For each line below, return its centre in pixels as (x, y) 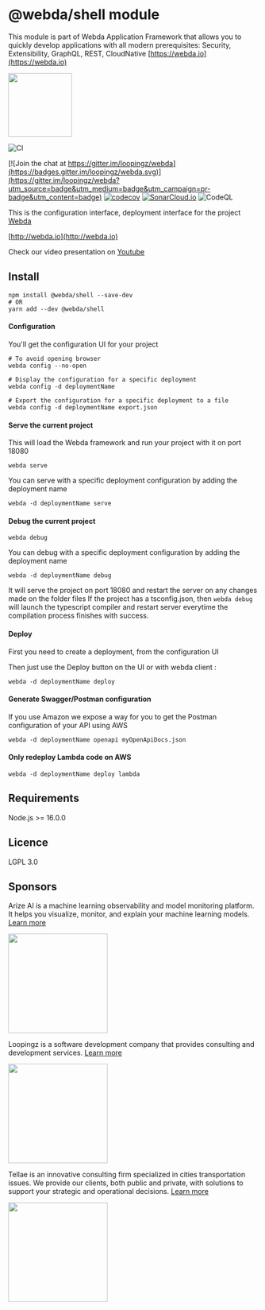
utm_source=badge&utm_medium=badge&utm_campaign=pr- (109, 188)
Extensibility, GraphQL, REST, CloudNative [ (79, 53)
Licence (29, 843)
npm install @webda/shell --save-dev (71, 295)
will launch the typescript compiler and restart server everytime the (118, 607)
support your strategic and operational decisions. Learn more (108, 1192)
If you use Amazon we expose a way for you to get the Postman (112, 716)
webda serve (28, 466)
